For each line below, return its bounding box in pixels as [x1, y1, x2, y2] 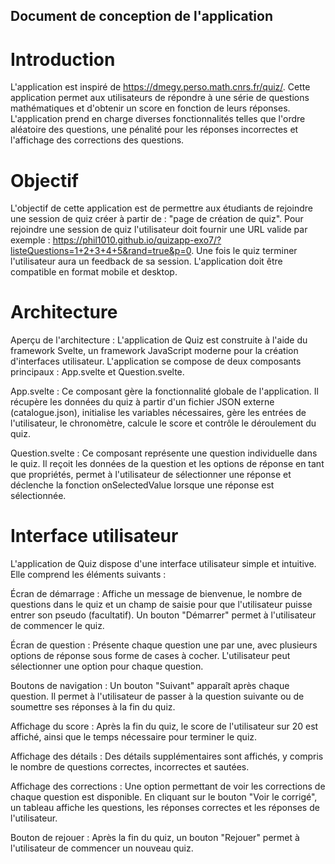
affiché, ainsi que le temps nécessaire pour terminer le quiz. [10, 731, 258, 743]
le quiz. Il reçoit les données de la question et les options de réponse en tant [10, 458, 325, 470]
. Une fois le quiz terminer [191, 245, 298, 257]
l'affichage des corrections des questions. [10, 134, 185, 146]
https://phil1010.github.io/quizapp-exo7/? [52, 234, 222, 246]
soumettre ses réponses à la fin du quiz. [10, 701, 176, 713]
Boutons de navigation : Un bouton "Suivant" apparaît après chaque [10, 680, 290, 692]
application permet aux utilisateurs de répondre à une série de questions [10, 92, 310, 104]
